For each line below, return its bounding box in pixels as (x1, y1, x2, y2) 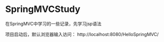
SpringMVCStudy (5, 3, 81, 15)
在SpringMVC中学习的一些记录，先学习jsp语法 (5, 20, 102, 26)
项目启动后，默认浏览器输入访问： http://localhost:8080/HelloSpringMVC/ (5, 31, 159, 37)
